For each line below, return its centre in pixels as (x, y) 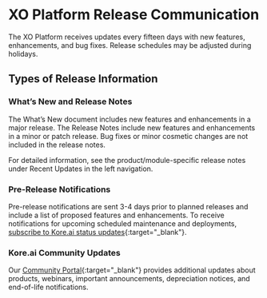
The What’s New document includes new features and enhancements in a (130, 119)
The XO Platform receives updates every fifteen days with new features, (127, 37)
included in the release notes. (57, 145)
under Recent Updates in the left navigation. (81, 169)
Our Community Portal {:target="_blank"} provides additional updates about (132, 270)
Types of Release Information (83, 79)
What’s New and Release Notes (70, 101)
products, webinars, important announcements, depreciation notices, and (129, 279)
